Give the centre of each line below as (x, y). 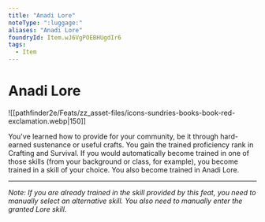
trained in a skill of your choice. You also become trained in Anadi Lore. (124, 169)
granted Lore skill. (37, 209)
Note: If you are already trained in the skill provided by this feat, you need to (132, 192)
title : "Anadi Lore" (42, 15)
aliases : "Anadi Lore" (45, 30)
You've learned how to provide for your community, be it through (114, 136)
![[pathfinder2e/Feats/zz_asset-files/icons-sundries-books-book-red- (122, 113)
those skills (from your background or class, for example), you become (123, 161)
